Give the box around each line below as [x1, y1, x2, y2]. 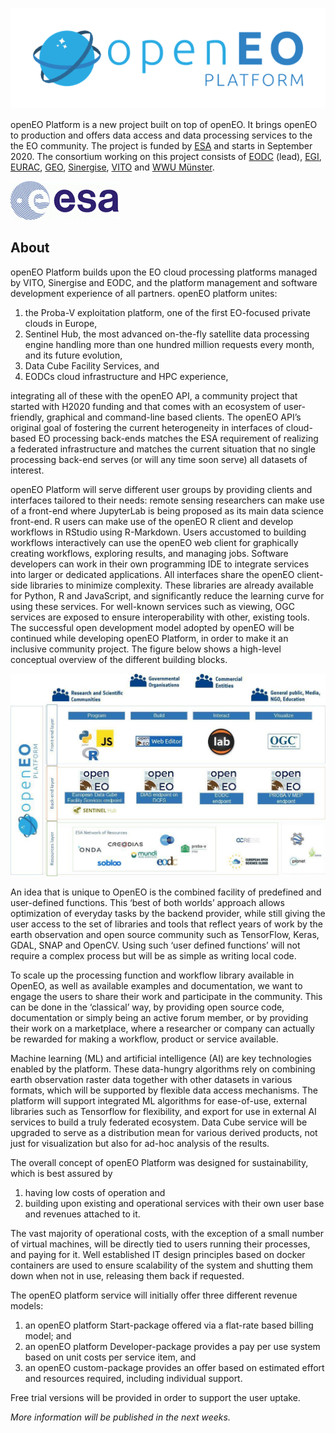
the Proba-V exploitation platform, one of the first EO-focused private [24, 306, 311, 318]
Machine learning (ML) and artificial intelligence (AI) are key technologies [10, 1052, 312, 1064]
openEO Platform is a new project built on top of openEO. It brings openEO [10, 118, 318, 130]
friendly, [10, 411, 45, 423]
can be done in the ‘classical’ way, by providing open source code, [10, 1001, 285, 1013]
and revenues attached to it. [24, 1208, 141, 1220]
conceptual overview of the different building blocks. [10, 653, 228, 665]
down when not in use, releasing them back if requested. [10, 1269, 245, 1282]
